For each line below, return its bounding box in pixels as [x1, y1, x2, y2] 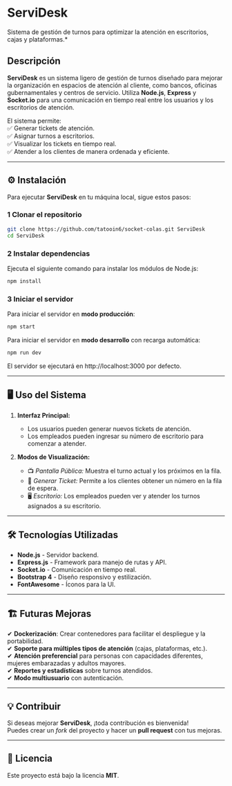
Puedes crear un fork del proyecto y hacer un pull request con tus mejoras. [7, 726, 222, 735]
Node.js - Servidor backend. [17, 551, 99, 559]
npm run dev [7, 349, 41, 356]
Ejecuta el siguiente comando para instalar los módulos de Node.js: [7, 264, 199, 272]
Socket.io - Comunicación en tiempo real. [17, 566, 137, 574]
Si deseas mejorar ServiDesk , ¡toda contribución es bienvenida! [7, 719, 189, 727]
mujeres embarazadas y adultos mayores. [7, 659, 126, 667]
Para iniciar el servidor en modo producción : [7, 310, 135, 318]
